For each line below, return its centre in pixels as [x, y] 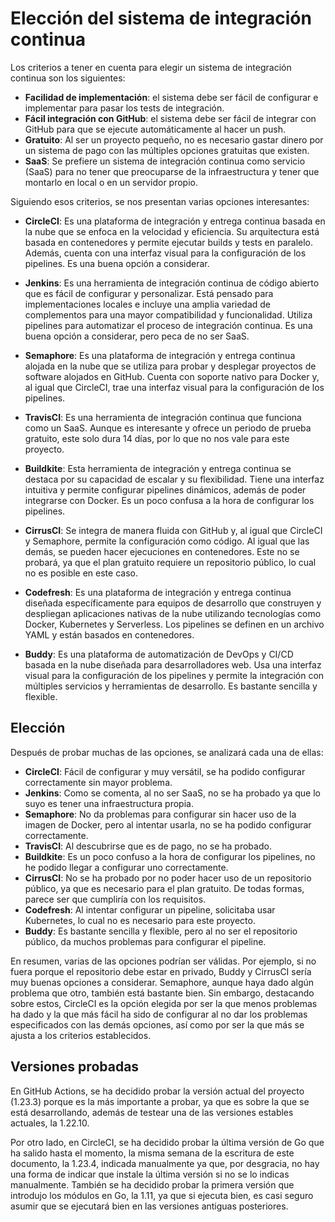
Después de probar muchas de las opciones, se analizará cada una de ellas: [167, 752]
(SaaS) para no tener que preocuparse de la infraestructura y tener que [172, 171]
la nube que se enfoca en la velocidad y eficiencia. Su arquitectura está [172, 231]
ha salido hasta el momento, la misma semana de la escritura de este [152, 1153]
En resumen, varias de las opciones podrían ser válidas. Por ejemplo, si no [163, 961]
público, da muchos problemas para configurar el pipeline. [145, 941]
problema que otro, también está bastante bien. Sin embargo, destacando [162, 993]
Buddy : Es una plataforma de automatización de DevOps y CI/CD [159, 654]
